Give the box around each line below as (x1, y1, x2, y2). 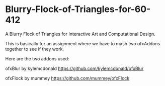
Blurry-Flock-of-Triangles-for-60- (5, 4, 151, 15)
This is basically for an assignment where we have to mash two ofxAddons (5, 40, 160, 46)
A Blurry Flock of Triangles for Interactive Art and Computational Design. (5, 31, 156, 37)
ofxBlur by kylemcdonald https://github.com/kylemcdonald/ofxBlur (5, 65, 144, 71)
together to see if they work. (5, 46, 64, 52)
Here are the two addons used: (5, 55, 69, 61)
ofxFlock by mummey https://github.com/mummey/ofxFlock (5, 75, 130, 81)
